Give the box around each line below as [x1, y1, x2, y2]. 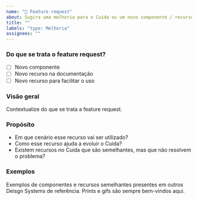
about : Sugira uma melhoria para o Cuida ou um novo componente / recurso [6, 14, 194, 20]
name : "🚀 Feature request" [6, 8, 72, 15]
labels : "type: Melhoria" [6, 25, 70, 31]
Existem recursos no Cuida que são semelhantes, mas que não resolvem [14, 146, 192, 154]
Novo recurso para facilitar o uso [14, 77, 95, 84]
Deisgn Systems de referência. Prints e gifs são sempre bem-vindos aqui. [6, 187, 185, 194]
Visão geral [6, 92, 39, 101]
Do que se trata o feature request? [6, 50, 106, 59]
